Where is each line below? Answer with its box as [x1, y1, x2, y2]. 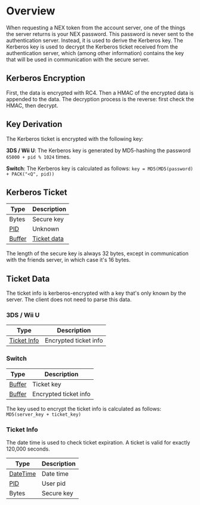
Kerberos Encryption [6, 73, 85, 83]
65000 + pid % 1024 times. [6, 153, 71, 160]
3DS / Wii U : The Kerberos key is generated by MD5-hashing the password [6, 147, 191, 154]
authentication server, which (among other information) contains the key [6, 49, 184, 56]
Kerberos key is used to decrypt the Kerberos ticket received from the [6, 43, 178, 50]
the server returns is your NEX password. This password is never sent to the [6, 30, 194, 37]
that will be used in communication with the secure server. [6, 56, 150, 63]
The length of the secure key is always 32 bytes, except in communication [6, 250, 189, 257]
